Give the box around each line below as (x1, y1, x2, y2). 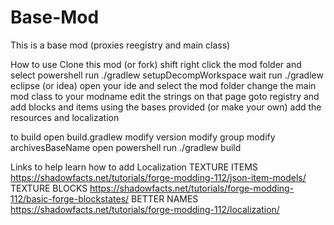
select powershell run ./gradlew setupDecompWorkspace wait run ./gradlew (10, 69, 324, 81)
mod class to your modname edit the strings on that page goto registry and (10, 90, 320, 102)
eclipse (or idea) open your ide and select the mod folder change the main (10, 79, 317, 91)
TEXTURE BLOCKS (10, 182, 88, 194)
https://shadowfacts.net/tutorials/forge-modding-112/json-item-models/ (10, 171, 307, 183)
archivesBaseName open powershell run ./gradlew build (10, 141, 242, 153)
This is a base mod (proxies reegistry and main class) (10, 39, 231, 51)
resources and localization (10, 111, 120, 123)
